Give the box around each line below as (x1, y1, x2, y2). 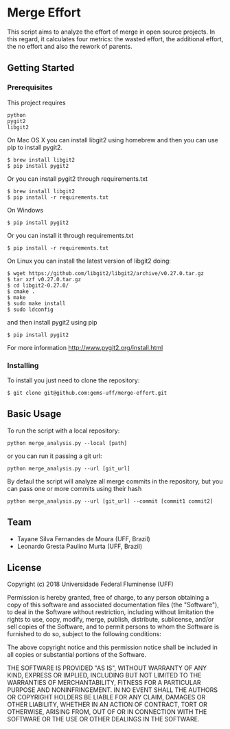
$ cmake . (7, 287, 36, 295)
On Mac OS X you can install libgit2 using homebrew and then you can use (7, 135, 218, 144)
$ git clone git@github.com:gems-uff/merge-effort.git (7, 389, 168, 396)
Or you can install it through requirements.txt (7, 231, 134, 239)
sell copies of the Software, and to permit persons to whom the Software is (7, 622, 220, 631)
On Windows (7, 206, 43, 214)
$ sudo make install (7, 300, 67, 307)
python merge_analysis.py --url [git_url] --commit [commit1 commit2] (7, 497, 214, 505)
